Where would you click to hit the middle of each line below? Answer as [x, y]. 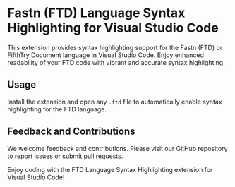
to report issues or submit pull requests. [65, 156]
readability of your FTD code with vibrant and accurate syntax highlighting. [116, 62]
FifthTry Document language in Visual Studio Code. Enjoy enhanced [106, 55]
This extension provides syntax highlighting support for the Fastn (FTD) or [115, 47]
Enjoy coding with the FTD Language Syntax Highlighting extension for [110, 169]
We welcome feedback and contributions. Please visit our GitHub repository [117, 148]
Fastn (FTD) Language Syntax [96, 13]
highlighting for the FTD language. [57, 109]
